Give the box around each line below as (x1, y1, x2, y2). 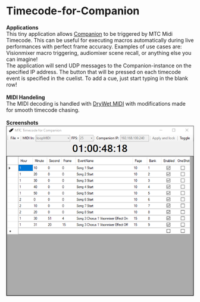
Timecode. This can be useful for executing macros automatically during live (6, 36, 194, 44)
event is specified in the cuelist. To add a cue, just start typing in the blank (6, 75, 189, 82)
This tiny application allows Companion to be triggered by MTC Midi (6, 30, 173, 37)
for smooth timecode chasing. (6, 106, 80, 113)
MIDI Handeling (6, 94, 45, 101)
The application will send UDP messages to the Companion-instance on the (6, 61, 192, 69)
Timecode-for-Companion (6, 4, 140, 18)
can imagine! (6, 56, 38, 63)
